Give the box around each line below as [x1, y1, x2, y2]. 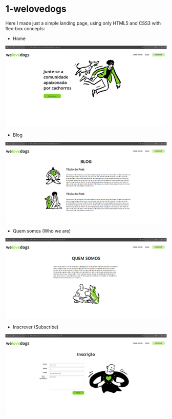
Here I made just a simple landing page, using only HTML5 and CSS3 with [5, 20, 161, 26]
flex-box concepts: [5, 25, 45, 31]
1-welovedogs [5, 3, 67, 15]
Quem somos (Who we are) [12, 227, 71, 234]
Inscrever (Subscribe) [12, 324, 59, 330]
